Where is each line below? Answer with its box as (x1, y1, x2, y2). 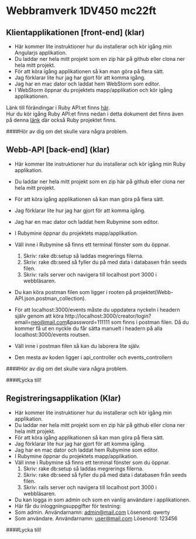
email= (14, 318, 32, 326)
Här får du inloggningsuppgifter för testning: (14, 502, 122, 509)
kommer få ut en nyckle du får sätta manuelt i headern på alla (14, 325, 163, 332)
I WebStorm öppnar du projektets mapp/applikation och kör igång (14, 87, 173, 93)
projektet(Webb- (133, 288, 174, 295)
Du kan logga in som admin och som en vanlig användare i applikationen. (14, 496, 191, 503)
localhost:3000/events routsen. (14, 331, 91, 338)
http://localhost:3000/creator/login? (65, 312, 152, 319)
